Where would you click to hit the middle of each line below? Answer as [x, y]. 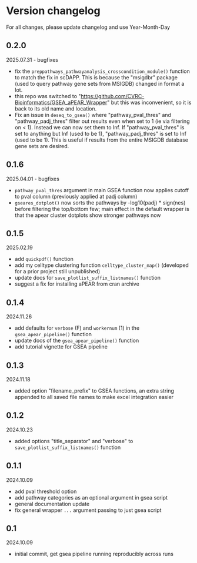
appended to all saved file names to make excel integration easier [94, 397]
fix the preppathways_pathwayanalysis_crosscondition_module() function [102, 71]
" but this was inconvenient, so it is [149, 102]
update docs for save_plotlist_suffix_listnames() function [87, 278]
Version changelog [54, 11]
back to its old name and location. [56, 108]
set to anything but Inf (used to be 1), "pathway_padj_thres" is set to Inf [101, 133]
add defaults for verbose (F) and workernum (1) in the [77, 328]
